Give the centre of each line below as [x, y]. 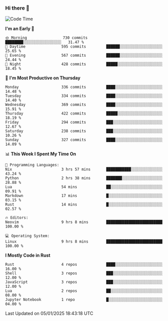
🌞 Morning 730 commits [46, 38]
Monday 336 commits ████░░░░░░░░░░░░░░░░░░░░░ [84, 87]
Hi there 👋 [18, 8]
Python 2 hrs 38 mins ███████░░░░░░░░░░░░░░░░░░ [84, 178]
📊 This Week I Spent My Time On [41, 154]
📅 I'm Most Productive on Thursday [43, 78]
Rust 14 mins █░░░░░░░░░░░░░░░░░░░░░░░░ [84, 205]
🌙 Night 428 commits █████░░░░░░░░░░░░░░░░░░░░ [84, 64]
